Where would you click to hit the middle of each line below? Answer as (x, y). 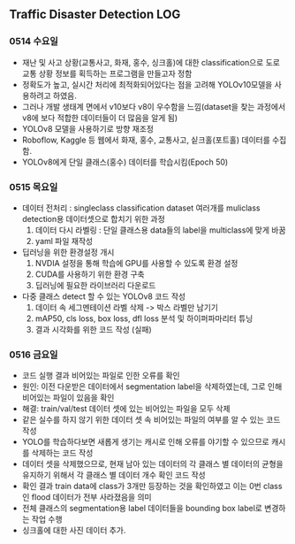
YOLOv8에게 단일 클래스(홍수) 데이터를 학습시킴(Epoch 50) (125, 162)
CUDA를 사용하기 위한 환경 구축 (90, 274)
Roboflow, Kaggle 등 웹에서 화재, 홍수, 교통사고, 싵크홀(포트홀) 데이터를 (146, 140)
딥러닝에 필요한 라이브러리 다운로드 (95, 285)
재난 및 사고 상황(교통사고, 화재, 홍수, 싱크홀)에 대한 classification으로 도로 (151, 62)
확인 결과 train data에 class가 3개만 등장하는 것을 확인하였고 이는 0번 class (152, 487)
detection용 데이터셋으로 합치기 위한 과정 (93, 218)
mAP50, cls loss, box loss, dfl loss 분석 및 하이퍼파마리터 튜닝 (144, 318)
